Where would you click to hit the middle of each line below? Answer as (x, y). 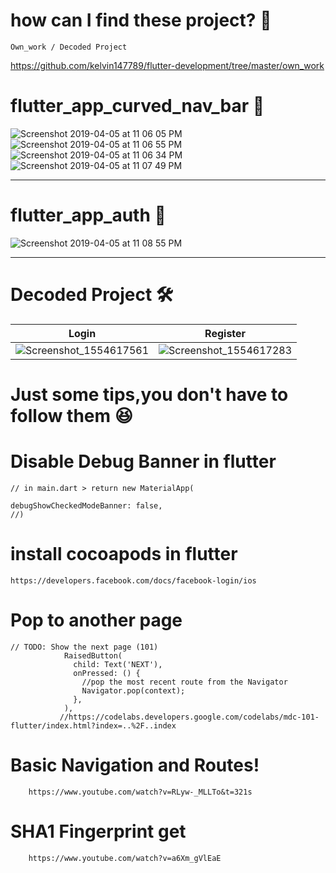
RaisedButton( (93, 655)
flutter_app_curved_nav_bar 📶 (137, 106)
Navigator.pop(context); (133, 690)
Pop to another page (96, 620)
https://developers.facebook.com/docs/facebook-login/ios (133, 580)
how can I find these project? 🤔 (141, 20)
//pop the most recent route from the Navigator (184, 682)
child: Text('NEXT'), (118, 664)
